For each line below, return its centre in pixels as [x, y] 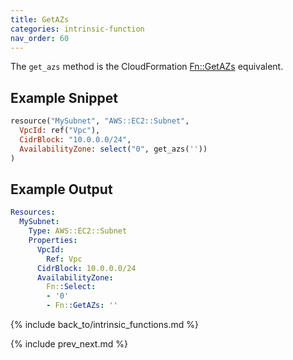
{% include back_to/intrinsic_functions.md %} [104, 324]
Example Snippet [64, 97]
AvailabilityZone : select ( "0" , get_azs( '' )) [113, 149]
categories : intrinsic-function [77, 29]
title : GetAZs [40, 19]
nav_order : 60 [40, 38]
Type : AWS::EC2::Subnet [78, 231]
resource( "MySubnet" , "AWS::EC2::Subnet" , [100, 121]
